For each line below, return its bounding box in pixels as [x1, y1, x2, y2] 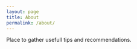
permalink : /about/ [6, 20, 56, 26]
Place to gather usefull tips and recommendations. [6, 36, 132, 44]
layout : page [6, 8, 39, 15]
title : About [6, 14, 39, 20]
